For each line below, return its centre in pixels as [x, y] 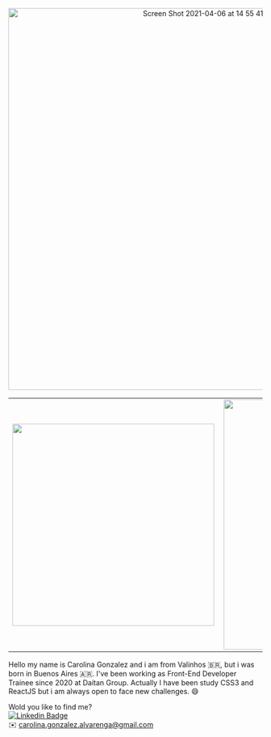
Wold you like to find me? [50, 707]
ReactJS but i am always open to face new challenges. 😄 [104, 691]
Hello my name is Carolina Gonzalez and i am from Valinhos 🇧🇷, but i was [131, 664]
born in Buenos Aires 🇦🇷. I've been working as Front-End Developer [123, 674]
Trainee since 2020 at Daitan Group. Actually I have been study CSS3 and [131, 682]
